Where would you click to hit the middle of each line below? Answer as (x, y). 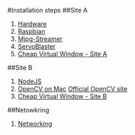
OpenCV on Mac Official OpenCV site (72, 89)
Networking (35, 124)
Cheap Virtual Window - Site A (63, 54)
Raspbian (31, 31)
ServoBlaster (37, 46)
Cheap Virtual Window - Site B (62, 96)
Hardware (32, 24)
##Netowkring (28, 110)
